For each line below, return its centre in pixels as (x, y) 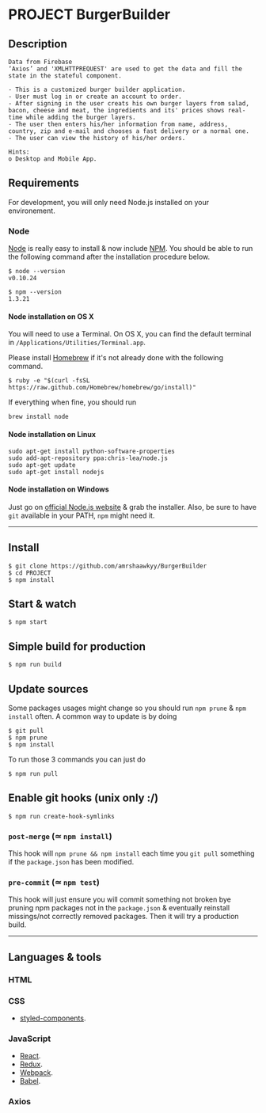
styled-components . (53, 1018)
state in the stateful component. (65, 76)
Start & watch (42, 604)
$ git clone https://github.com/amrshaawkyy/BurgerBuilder (108, 566)
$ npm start (28, 622)
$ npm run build (35, 665)
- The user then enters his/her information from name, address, (118, 124)
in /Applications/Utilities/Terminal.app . (77, 343)
